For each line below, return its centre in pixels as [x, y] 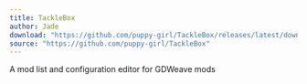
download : [28, 35]
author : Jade [34, 26]
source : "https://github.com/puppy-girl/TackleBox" [110, 43]
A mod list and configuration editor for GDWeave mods [113, 69]
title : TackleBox [42, 18]
